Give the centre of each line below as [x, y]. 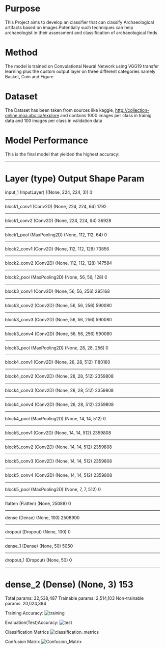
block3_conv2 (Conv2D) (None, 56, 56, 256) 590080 [58, 305]
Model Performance [47, 140]
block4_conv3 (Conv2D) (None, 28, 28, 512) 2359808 [59, 390]
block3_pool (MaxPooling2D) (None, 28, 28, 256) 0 [57, 348]
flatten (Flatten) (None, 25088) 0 [38, 503]
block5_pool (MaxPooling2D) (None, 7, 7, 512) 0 [53, 489]
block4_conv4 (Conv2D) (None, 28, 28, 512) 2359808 [59, 404]
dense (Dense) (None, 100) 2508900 [42, 518]
